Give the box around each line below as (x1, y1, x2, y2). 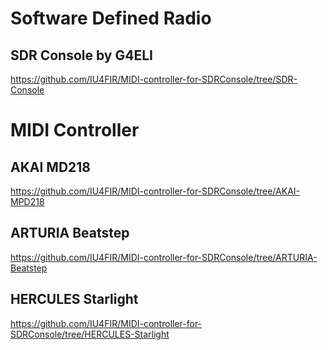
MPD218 (10, 196, 45, 207)
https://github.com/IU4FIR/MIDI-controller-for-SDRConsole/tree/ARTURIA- (10, 251, 318, 263)
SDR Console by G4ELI (10, 47, 153, 64)
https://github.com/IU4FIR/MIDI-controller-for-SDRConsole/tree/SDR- (10, 73, 298, 85)
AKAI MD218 (10, 158, 92, 176)
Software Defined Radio (10, 7, 212, 30)
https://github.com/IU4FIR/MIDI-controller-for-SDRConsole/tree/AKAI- (10, 185, 300, 197)
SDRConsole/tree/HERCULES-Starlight (10, 328, 170, 340)
